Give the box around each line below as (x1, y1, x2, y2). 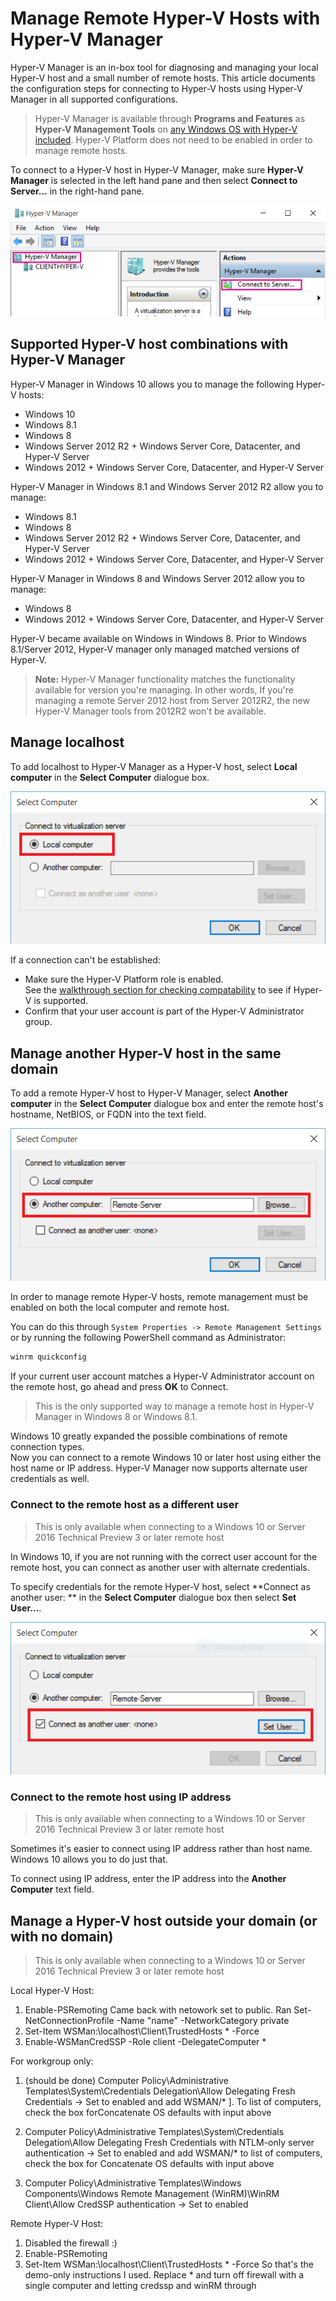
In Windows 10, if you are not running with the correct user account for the (10, 1550, 318, 1562)
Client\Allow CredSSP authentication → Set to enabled (24, 2198, 249, 2211)
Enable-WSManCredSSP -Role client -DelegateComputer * (24, 2036, 267, 2048)
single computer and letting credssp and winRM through (24, 2280, 257, 2292)
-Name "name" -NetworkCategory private (116, 2015, 290, 2027)
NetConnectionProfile (24, 2015, 115, 2027)
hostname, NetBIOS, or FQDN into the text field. (10, 1108, 207, 1120)
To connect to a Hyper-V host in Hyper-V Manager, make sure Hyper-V (10, 163, 304, 176)
